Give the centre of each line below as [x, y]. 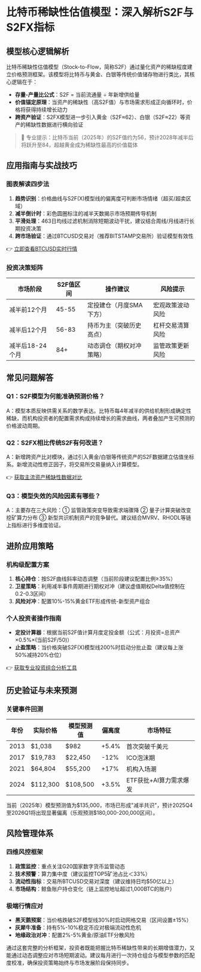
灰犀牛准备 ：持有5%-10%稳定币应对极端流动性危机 [78, 927]
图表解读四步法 [28, 184]
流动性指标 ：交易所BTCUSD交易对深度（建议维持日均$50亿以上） [96, 881]
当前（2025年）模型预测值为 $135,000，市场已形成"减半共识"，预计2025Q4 [100, 805]
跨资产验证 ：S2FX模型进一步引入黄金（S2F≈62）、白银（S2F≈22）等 [100, 117]
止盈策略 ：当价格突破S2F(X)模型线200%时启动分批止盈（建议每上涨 [99, 647]
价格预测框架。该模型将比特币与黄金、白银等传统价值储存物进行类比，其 [100, 74]
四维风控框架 [25, 852]
